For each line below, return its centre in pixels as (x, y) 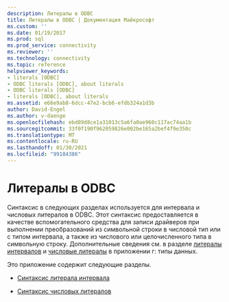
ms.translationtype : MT (41, 135)
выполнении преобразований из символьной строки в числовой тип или (114, 229)
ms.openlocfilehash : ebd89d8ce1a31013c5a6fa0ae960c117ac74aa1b (99, 122)
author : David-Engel (37, 109)
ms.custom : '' (27, 26)
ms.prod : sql (26, 39)
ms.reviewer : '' (30, 52)
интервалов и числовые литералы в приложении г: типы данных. (103, 251)
